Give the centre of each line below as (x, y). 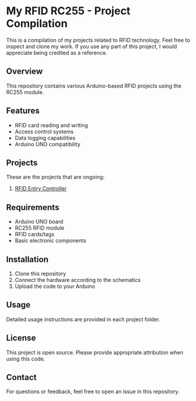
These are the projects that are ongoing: (56, 177)
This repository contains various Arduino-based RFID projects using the (94, 86)
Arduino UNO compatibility (48, 144)
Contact (21, 377)
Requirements (33, 207)
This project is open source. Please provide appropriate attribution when (95, 352)
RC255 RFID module (39, 228)
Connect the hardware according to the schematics (78, 280)
